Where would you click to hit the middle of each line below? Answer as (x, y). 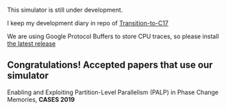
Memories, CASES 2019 (41, 99)
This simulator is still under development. (65, 10)
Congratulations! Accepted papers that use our (110, 65)
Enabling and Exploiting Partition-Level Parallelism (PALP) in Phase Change (113, 92)
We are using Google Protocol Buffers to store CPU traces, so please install (113, 36)
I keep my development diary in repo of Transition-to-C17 (88, 23)
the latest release (32, 43)
